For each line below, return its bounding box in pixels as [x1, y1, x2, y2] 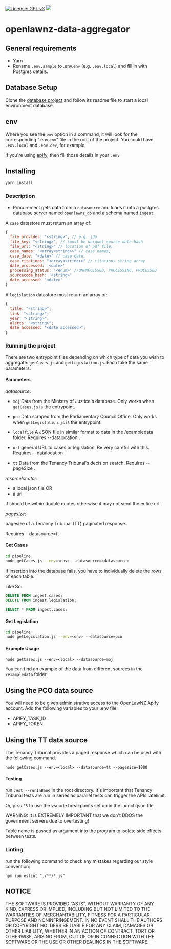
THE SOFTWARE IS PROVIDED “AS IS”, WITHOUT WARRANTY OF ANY [5, 901, 154, 907]
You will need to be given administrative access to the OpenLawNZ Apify [5, 700, 159, 706]
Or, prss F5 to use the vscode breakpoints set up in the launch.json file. [5, 802, 155, 809]
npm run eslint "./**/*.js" [5, 873, 66, 879]
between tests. [5, 833, 37, 839]
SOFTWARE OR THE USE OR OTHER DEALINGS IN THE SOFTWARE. [5, 939, 149, 945]
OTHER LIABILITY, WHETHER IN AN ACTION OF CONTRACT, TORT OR [5, 928, 155, 934]
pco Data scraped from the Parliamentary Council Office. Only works [12, 413, 157, 419]
